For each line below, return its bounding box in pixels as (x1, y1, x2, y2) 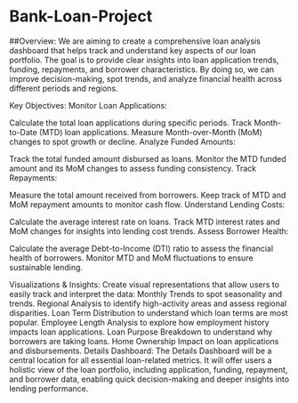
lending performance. (9, 383, 89, 393)
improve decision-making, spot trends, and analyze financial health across (9, 73, 283, 84)
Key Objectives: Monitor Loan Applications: (9, 100, 167, 110)
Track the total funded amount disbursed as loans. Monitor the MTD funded (9, 153, 286, 164)
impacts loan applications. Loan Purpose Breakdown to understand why (9, 326, 273, 337)
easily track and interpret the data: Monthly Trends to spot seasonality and (9, 288, 283, 299)
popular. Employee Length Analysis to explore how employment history (9, 317, 270, 327)
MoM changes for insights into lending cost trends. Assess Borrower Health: (9, 225, 289, 237)
